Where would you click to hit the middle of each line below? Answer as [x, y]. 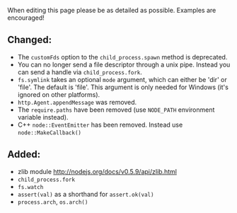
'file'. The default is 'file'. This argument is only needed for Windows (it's [123, 87]
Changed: [29, 40]
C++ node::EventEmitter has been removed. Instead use [100, 125]
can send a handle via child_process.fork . [80, 72]
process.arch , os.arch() [53, 202]
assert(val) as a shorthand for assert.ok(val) [86, 194]
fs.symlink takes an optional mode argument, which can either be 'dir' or [122, 79]
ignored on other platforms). [59, 94]
